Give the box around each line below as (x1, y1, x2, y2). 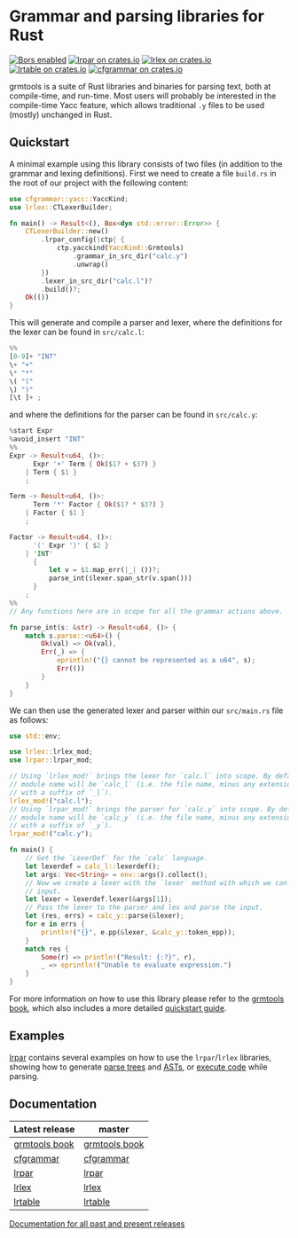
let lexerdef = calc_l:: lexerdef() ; (25, 862, 161, 871)
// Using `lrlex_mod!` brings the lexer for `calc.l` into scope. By (9, 772, 272, 781)
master (98, 1123, 129, 1135)
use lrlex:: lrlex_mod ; (9, 748, 93, 756)
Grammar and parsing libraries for (9, 6, 264, 27)
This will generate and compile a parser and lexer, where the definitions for (9, 317, 283, 328)
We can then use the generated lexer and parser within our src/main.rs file (9, 705, 284, 716)
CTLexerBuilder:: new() (25, 227, 109, 236)
